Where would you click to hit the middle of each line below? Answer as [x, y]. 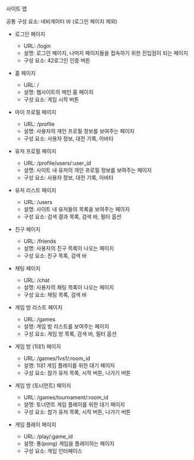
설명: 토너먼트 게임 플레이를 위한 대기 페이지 [74, 404]
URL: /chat [36, 280]
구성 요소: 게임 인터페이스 [53, 451]
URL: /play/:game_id [48, 436]
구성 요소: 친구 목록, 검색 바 [55, 256]
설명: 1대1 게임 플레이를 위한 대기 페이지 [69, 365]
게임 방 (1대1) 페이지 [38, 346]
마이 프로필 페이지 [35, 112]
